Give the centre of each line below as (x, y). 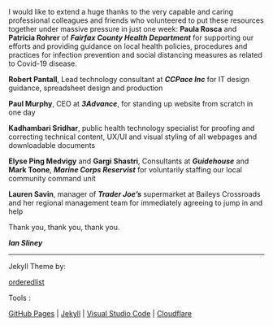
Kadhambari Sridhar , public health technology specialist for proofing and (132, 128)
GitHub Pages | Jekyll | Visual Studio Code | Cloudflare (100, 313)
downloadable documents (52, 145)
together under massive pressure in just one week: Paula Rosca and (123, 29)
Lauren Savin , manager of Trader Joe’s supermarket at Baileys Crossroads (135, 194)
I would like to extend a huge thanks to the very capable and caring (121, 12)
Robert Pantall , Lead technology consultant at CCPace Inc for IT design (129, 79)
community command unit (52, 178)
